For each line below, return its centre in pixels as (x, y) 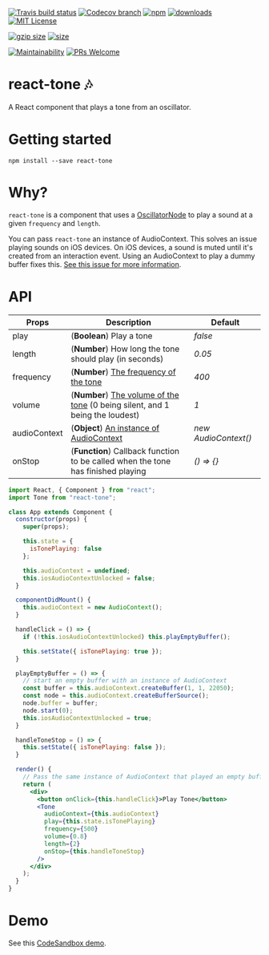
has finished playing (108, 471)
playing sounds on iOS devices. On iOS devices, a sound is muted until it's (131, 247)
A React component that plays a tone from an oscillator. (100, 107)
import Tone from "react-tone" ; (62, 497)
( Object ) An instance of (115, 427)
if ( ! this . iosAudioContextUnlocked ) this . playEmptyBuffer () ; (126, 637)
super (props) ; (46, 527)
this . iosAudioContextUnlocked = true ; (87, 718)
